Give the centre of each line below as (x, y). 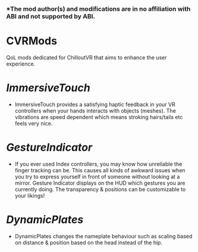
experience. (21, 64)
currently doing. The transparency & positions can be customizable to (100, 189)
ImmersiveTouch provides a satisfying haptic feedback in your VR (95, 104)
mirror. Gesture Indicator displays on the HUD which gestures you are (100, 183)
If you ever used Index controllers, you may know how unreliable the (98, 164)
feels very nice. (34, 123)
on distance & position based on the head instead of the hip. (88, 242)
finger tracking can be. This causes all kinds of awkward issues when (100, 170)
